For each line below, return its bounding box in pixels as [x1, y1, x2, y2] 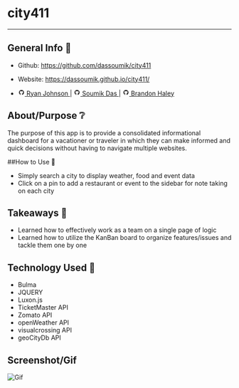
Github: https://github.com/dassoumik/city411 [17, 61, 152, 69]
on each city [17, 187, 55, 195]
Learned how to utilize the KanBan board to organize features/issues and [17, 234, 232, 242]
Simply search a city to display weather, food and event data [17, 171, 196, 179]
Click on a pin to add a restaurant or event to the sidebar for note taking [17, 179, 228, 187]
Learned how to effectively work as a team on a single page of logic [17, 226, 217, 234]
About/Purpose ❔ [7, 110, 85, 122]
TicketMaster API [17, 303, 69, 312]
